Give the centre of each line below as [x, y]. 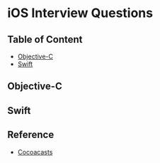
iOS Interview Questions [80, 13]
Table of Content [45, 40]
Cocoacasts [35, 152]
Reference [31, 135]
